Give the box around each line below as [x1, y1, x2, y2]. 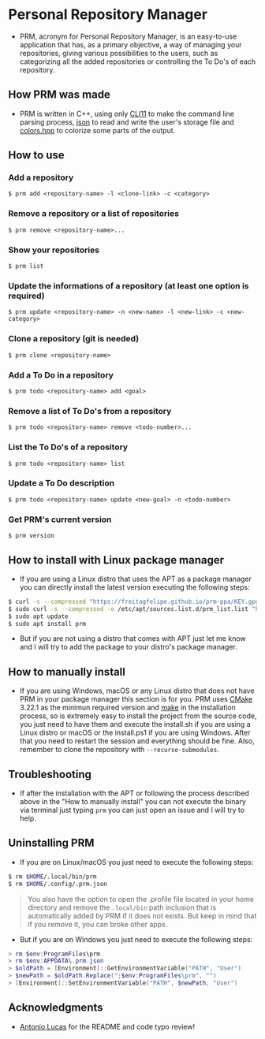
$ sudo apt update [8, 613, 69, 620]
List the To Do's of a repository [8, 441, 129, 452]
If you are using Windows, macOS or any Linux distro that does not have [19, 686, 255, 695]
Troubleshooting [8, 767, 92, 781]
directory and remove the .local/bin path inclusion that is [27, 903, 217, 912]
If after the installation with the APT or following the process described [19, 788, 250, 798]
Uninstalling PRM [8, 836, 95, 850]
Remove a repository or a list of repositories [8, 208, 180, 219]
